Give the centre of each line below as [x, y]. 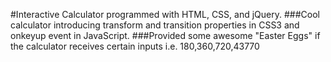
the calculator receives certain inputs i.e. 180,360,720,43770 [135, 46]
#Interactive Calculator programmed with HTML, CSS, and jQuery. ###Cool [165, 14]
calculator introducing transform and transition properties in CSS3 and [155, 25]
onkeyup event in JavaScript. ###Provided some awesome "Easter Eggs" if [165, 35]
